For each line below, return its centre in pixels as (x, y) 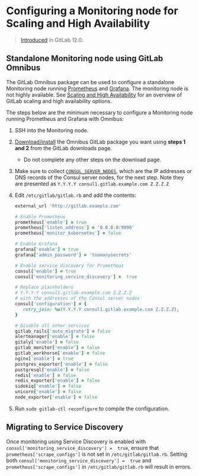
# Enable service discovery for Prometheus (69, 266)
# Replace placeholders (44, 287)
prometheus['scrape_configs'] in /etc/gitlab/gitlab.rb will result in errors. (99, 467)
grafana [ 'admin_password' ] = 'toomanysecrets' (73, 255)
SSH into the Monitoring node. (52, 130)
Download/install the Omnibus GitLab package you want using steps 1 (100, 142)
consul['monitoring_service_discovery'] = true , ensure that (82, 448)
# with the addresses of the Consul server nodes (77, 298)
